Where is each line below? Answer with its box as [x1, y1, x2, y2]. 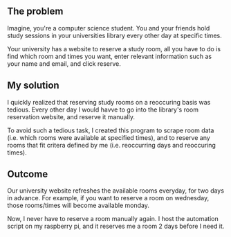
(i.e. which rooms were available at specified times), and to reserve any [7, 133, 211, 141]
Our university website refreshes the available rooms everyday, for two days [7, 186, 225, 195]
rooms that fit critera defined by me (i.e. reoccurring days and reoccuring [7, 141, 216, 149]
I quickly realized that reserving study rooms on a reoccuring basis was [7, 98, 211, 106]
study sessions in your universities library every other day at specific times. [7, 31, 223, 39]
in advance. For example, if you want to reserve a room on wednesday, [7, 194, 210, 202]
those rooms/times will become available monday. [7, 201, 150, 210]
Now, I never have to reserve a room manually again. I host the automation [7, 215, 219, 223]
